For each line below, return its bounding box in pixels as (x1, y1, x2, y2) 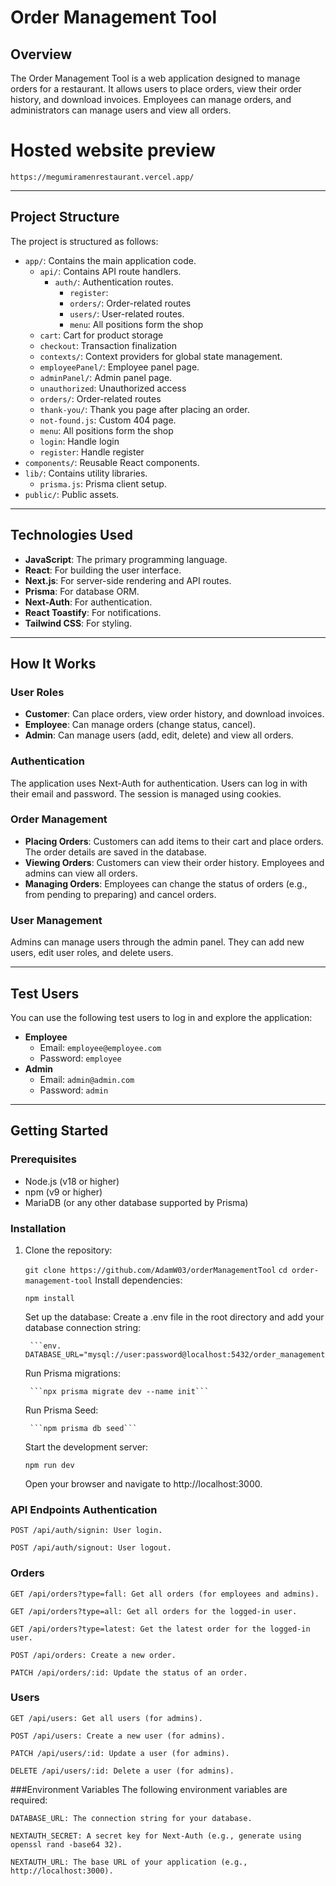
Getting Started (10, 1122, 109, 1140)
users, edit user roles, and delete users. (10, 947, 174, 959)
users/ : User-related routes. (69, 307, 185, 320)
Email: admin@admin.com (39, 1073, 135, 1085)
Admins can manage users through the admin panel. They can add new (10, 936, 305, 948)
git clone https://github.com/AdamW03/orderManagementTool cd (24, 1265, 288, 1275)
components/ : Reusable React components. (24, 456, 200, 468)
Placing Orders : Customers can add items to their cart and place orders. (24, 835, 324, 847)
